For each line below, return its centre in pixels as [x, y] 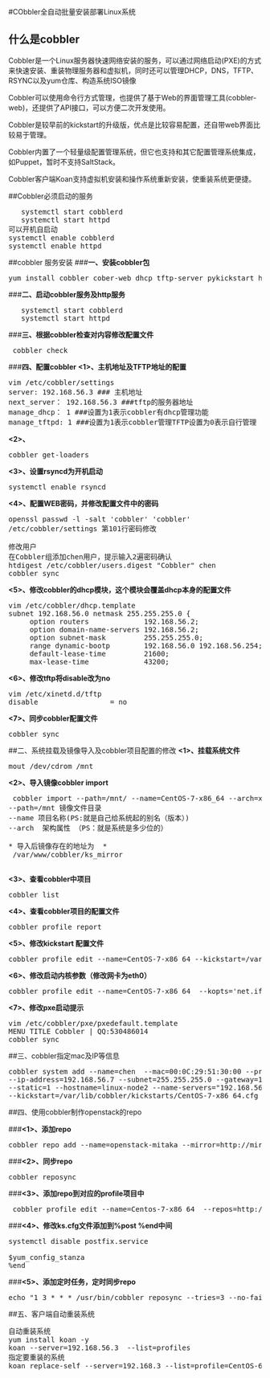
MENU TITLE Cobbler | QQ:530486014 [78, 1031]
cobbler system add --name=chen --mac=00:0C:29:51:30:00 [125, 1071]
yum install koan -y [49, 1339]
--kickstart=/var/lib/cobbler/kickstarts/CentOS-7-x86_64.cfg [133, 1096]
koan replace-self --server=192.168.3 [85, 1366]
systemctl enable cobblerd [61, 238]
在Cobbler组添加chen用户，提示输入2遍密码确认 [90, 556]
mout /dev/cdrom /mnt [51, 766]
